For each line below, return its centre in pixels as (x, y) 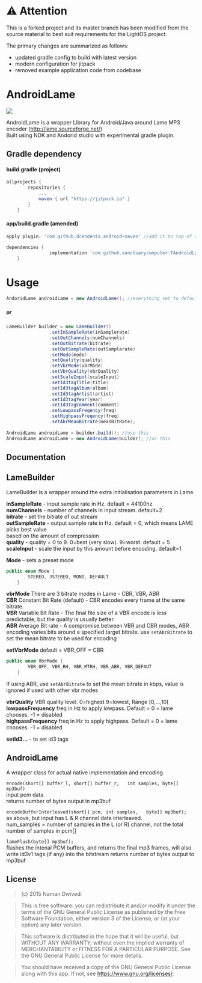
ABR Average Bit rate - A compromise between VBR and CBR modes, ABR (98, 626)
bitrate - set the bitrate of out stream (52, 516)
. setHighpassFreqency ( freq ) (84, 416)
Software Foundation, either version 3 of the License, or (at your (100, 918)
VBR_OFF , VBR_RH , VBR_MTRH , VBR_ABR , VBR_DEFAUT (90, 667)
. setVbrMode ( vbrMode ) (76, 366)
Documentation (36, 457)
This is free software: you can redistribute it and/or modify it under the (108, 905)
